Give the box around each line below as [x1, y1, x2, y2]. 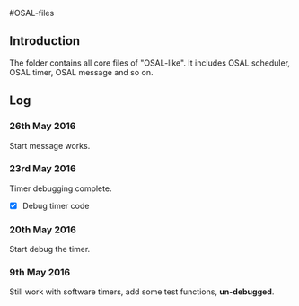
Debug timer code [22, 200, 90, 211]
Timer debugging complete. [9, 183, 112, 194]
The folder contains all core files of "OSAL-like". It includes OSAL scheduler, [9, 57, 290, 68]
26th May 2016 [9, 120, 76, 133]
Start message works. [9, 140, 91, 151]
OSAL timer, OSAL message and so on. [9, 66, 154, 77]
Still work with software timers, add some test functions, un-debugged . [9, 286, 275, 297]
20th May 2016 [9, 223, 76, 236]
